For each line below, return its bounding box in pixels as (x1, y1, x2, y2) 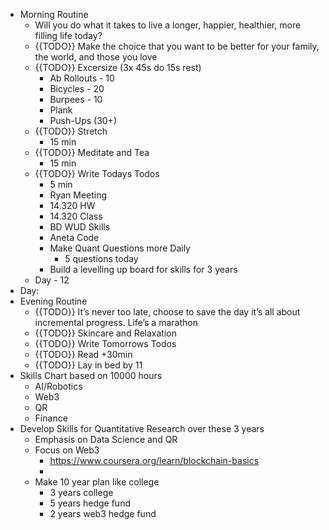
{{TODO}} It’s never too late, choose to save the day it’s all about (34, 306, 301, 318)
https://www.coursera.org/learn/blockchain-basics (49, 455, 260, 466)
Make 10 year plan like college (34, 476, 160, 488)
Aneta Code (49, 232, 100, 243)
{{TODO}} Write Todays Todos (34, 168, 160, 179)
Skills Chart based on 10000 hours (19, 370, 163, 381)
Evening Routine (19, 295, 88, 307)
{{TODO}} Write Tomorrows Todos (34, 338, 177, 349)
